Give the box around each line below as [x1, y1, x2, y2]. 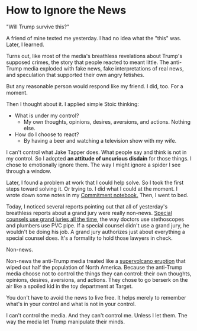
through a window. [6, 167, 51, 175]
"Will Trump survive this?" [6, 23, 70, 30]
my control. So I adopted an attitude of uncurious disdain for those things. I [6, 155, 192, 162]
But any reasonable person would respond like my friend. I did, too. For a [6, 82, 183, 89]
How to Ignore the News [6, 4, 127, 17]
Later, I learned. [6, 41, 44, 48]
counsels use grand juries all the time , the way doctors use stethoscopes [6, 216, 185, 223]
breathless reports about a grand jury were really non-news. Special [6, 209, 173, 216]
